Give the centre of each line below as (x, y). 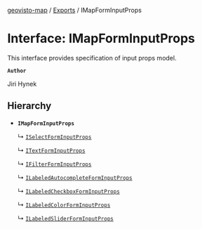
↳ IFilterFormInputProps (54, 164)
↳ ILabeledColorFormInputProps (64, 204)
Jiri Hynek (22, 84)
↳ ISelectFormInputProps (54, 136)
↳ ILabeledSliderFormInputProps (66, 218)
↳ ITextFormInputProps (51, 150)
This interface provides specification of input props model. (92, 58)
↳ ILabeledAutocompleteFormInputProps (75, 177)
